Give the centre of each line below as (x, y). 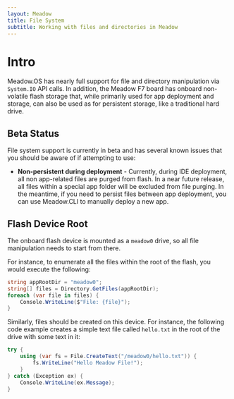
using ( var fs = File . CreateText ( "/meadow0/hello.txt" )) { (109, 357)
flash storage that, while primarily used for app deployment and (122, 97)
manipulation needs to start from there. (64, 248)
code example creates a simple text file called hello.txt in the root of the (114, 329)
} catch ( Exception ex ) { (45, 376)
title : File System (36, 20)
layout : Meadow (30, 14)
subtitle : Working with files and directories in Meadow (93, 27)
